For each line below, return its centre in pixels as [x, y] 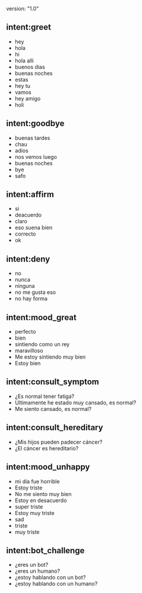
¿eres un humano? [37, 571]
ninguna [25, 286]
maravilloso [29, 351]
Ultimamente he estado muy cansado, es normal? [75, 402]
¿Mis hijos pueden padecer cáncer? [59, 442]
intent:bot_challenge [45, 550]
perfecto [25, 332]
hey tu [23, 86]
